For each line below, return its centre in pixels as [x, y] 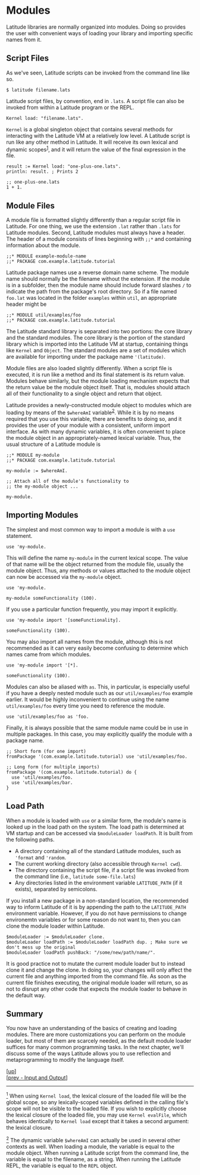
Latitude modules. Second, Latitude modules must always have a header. [96, 232]
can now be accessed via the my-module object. [64, 576]
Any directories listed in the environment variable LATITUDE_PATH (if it [99, 882]
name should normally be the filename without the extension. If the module [98, 279]
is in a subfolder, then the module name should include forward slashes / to [99, 285]
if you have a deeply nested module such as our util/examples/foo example [100, 693]
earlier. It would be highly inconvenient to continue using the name [88, 699]
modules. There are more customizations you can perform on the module [96, 1034]
